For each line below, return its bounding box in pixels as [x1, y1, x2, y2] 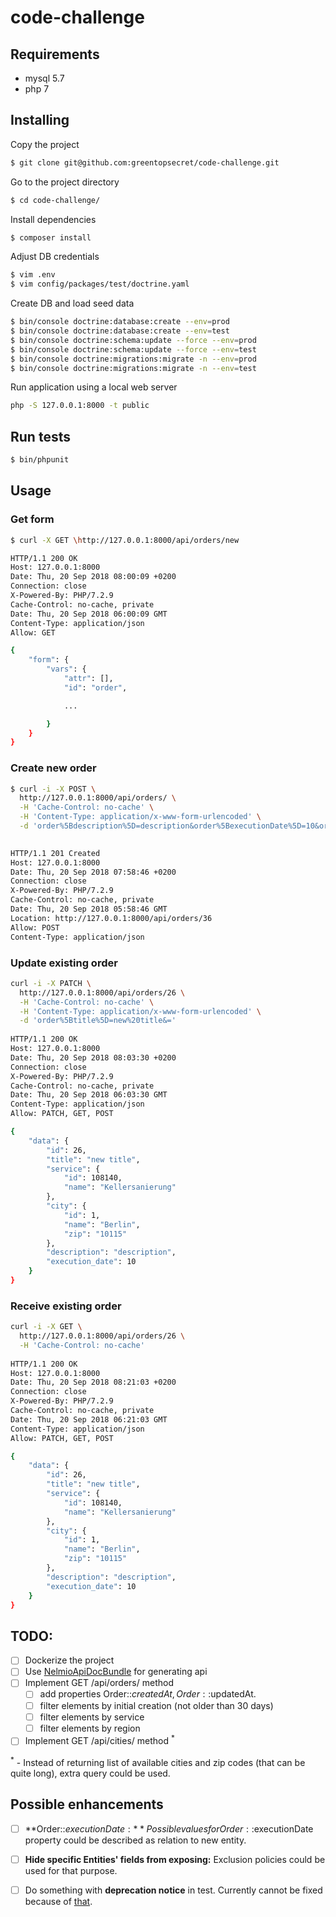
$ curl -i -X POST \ [10, 784, 97, 794]
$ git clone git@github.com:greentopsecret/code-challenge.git [10, 157, 280, 168]
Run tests [10, 428, 71, 445]
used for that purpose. [24, 1865, 118, 1877]
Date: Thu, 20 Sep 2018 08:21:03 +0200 [10, 1377, 177, 1388]
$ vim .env [10, 270, 56, 280]
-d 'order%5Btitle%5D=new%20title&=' [19, 1016, 177, 1026]
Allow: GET [10, 627, 56, 638]
